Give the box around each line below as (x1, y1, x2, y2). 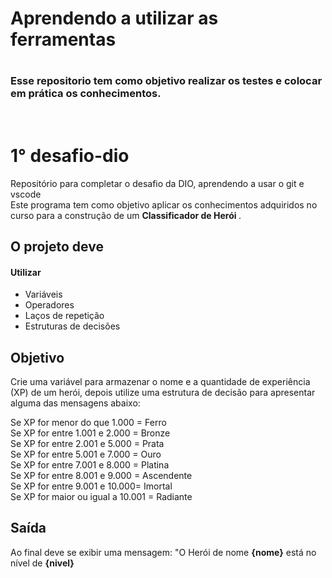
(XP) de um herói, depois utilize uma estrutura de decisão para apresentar (10, 387, 316, 399)
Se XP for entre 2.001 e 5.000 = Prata (10, 438, 165, 450)
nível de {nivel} (10, 557, 75, 569)
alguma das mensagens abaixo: (10, 397, 141, 409)
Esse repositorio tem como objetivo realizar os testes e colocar (10, 74, 323, 88)
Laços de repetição (24, 310, 105, 322)
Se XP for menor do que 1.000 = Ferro (10, 417, 167, 429)
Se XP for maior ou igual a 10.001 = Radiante (10, 491, 193, 503)
